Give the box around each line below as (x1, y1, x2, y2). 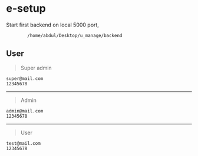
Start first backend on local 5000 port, (6, 21, 99, 28)
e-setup (6, 2, 46, 15)
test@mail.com (6, 140, 41, 146)
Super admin (20, 64, 52, 71)
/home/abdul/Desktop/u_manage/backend (27, 32, 123, 38)
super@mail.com (6, 75, 44, 81)
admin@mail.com (6, 108, 44, 114)
